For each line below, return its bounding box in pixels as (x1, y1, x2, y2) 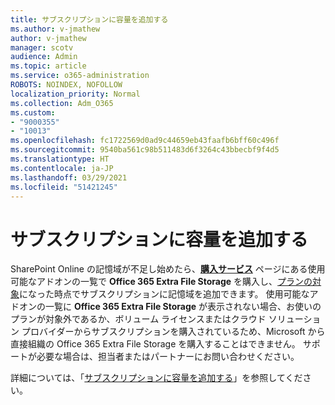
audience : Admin (10, 52, 78, 62)
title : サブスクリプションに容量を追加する (10, 14, 169, 25)
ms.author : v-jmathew (10, 24, 101, 34)
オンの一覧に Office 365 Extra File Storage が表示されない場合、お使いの (18, 301, 322, 313)
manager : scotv (10, 42, 74, 53)
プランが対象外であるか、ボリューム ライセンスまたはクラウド (10, 313, 267, 325)
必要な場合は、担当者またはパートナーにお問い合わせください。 (36, 351, 300, 363)
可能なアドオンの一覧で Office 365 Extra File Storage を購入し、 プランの (10, 276, 313, 288)
